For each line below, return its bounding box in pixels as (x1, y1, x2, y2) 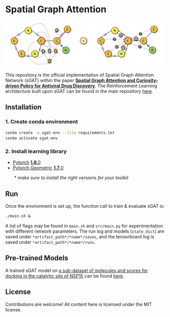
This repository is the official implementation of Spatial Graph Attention (5, 71, 154, 78)
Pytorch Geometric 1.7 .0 (12, 165, 64, 171)
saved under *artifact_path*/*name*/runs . (5, 239, 96, 246)
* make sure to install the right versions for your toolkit (14, 175, 129, 181)
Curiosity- (136, 77, 158, 83)
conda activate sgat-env (5, 136, 58, 141)
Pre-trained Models (5, 254, 69, 262)
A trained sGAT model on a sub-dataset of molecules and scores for (5, 267, 148, 274)
